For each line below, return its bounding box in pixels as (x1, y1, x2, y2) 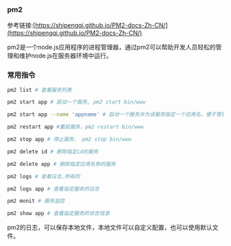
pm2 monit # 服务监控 (7, 197, 65, 205)
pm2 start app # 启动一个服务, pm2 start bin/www (7, 99, 146, 106)
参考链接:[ (7, 21, 36, 29)
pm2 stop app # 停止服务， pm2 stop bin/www (7, 136, 132, 143)
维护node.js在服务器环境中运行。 (19, 51, 113, 60)
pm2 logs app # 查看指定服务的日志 (7, 185, 100, 193)
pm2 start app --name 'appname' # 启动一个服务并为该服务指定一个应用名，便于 (7, 111, 217, 118)
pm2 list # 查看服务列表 (7, 86, 72, 93)
